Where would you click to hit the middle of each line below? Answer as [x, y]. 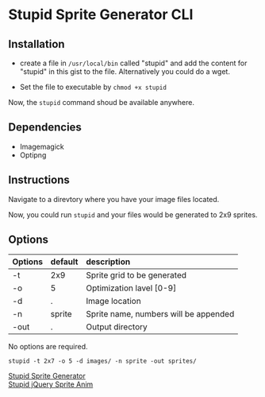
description [108, 262]
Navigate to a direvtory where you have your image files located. [114, 199]
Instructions [39, 180]
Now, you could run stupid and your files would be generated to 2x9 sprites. [133, 214]
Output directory [117, 327]
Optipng [33, 155]
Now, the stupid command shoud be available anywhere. [101, 102]
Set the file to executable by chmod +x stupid [93, 87]
